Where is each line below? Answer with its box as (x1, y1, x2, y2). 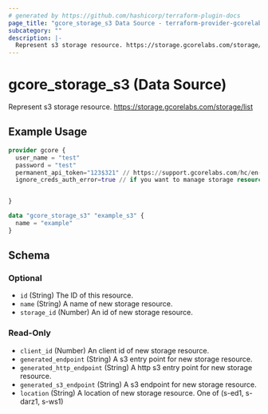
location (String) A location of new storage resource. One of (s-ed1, (19, 388, 244, 397)
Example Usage (8, 125, 88, 139)
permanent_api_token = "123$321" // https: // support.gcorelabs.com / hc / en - (15, 168, 262, 176)
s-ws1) (41, 396, 64, 406)
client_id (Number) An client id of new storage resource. (19, 345, 210, 355)
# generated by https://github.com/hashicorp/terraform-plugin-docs (8, 11, 241, 20)
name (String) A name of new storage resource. (19, 299, 173, 309)
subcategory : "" (8, 26, 62, 34)
